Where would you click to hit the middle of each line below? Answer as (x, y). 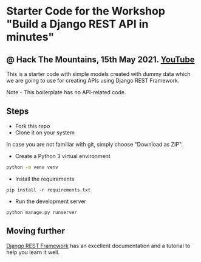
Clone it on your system (45, 133)
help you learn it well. (33, 252)
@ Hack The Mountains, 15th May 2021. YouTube (101, 59)
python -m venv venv (32, 167)
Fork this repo (32, 126)
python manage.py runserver (42, 212)
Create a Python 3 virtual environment (63, 156)
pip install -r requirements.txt (49, 190)
